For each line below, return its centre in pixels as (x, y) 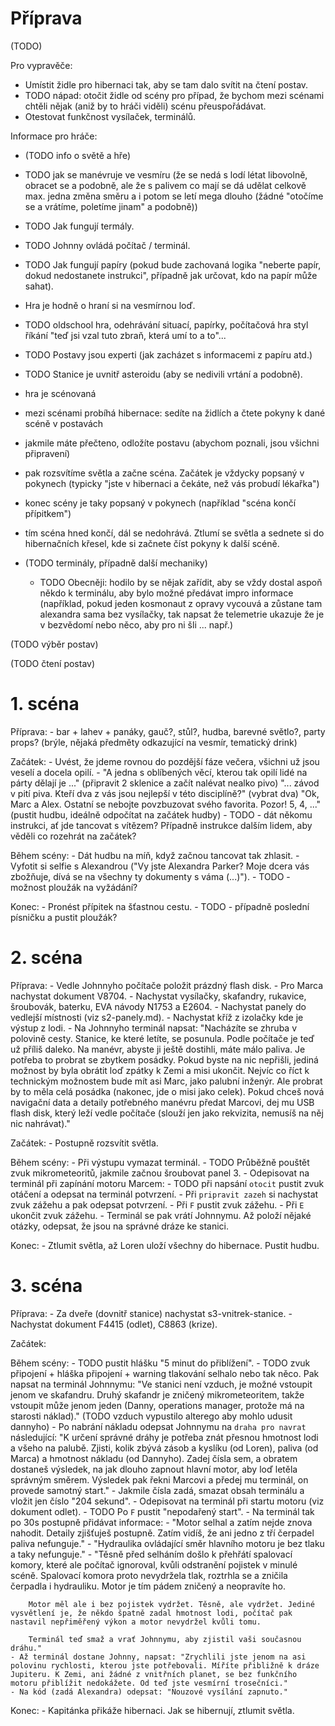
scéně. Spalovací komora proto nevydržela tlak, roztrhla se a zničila (149, 1575)
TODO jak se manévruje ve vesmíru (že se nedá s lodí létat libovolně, (166, 174)
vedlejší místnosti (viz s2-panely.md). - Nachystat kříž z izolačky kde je (157, 1017)
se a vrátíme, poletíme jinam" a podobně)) (111, 206)
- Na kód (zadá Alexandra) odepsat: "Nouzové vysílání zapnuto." (149, 1692)
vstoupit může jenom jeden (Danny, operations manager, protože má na (157, 1405)
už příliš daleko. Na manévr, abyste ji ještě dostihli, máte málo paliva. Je (158, 1049)
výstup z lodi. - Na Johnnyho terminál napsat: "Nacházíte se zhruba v (154, 1028)
